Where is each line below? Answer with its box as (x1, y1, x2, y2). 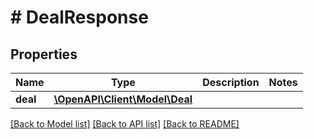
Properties (10, 46, 78, 63)
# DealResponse (10, 6, 149, 29)
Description (202, 76, 260, 89)
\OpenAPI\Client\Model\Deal (53, 92, 193, 106)
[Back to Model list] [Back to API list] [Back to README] (10, 118, 240, 130)
